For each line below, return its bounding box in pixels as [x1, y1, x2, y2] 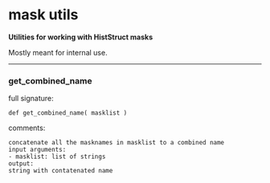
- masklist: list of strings [8, 152, 106, 161]
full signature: [8, 94, 54, 104]
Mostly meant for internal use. [8, 47, 108, 57]
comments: [8, 123, 46, 133]
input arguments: [8, 146, 67, 154]
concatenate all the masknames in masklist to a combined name [8, 139, 225, 147]
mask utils [8, 6, 79, 24]
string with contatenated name [8, 167, 113, 175]
